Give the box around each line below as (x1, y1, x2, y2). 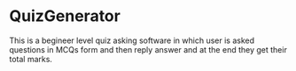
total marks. (9, 53, 53, 64)
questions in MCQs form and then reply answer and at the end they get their (9, 44, 288, 54)
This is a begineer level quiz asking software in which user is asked (9, 35, 255, 46)
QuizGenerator (9, 6, 121, 26)
